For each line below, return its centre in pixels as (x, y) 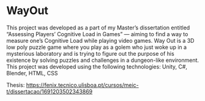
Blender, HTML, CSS (32, 73)
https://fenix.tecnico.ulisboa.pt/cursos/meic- (82, 85)
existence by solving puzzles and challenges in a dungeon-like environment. (103, 60)
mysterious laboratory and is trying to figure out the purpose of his (90, 53)
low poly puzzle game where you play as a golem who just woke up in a (97, 47)
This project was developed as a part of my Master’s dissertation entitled (98, 28)
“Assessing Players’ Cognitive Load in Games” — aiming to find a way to (97, 34)
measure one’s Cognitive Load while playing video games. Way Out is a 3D (100, 40)
